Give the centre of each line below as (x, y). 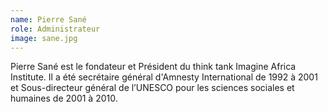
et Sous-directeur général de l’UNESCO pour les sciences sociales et (152, 88)
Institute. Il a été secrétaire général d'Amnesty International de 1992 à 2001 (164, 77)
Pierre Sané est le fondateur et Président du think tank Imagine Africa (153, 67)
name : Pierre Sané (48, 19)
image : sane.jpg (44, 38)
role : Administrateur (55, 29)
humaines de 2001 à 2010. (64, 98)
